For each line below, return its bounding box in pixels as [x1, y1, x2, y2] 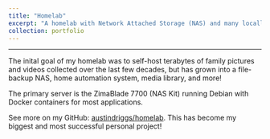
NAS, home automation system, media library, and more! [35, 73, 223, 83]
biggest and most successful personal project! [8, 121, 162, 131]
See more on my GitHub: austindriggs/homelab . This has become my [8, 113, 237, 123]
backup [8, 73, 34, 83]
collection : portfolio [8, 27, 84, 35]
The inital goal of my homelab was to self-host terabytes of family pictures [8, 56, 255, 66]
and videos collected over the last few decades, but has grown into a [8, 65, 237, 75]
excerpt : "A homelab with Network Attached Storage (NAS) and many [8, 19, 239, 27]
